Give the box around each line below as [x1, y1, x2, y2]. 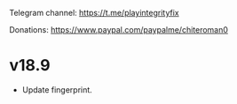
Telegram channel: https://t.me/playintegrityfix [9, 8, 179, 18]
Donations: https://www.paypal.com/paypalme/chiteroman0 [9, 25, 229, 34]
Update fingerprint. [21, 84, 93, 95]
